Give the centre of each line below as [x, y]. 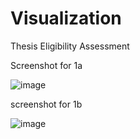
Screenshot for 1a [46, 65]
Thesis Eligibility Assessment [70, 46]
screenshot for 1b [46, 104]
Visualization [66, 18]
